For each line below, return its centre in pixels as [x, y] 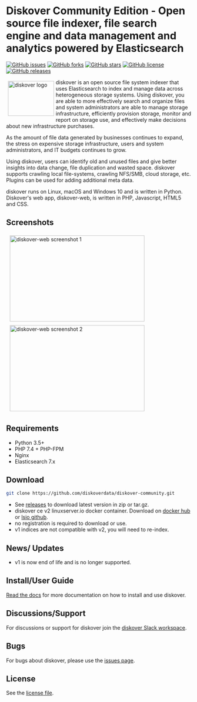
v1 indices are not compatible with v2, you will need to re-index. [92, 530]
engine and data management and [91, 36]
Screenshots [30, 223]
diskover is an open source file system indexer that [117, 82]
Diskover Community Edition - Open [96, 11]
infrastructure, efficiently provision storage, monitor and [123, 114]
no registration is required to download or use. [71, 523]
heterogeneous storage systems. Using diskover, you [120, 95]
